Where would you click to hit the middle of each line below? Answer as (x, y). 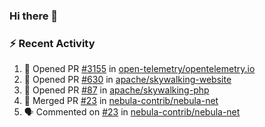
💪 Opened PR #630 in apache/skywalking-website (127, 80)
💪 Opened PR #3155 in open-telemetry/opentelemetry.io (139, 69)
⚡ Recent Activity (52, 43)
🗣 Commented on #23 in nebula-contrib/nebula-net (132, 112)
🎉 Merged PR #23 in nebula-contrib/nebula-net (121, 101)
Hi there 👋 (34, 16)
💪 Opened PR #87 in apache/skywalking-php (116, 90)
